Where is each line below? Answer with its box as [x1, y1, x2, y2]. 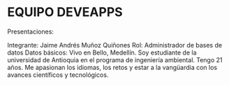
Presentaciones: [7, 27, 54, 36]
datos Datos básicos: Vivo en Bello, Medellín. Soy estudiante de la [7, 48, 197, 57]
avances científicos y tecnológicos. [7, 71, 109, 79]
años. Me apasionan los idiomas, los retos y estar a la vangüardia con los [7, 63, 218, 71]
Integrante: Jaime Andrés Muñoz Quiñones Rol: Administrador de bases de [7, 41, 222, 49]
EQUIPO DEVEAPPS [7, 4, 124, 20]
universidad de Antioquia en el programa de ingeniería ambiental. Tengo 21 [7, 55, 223, 64]
